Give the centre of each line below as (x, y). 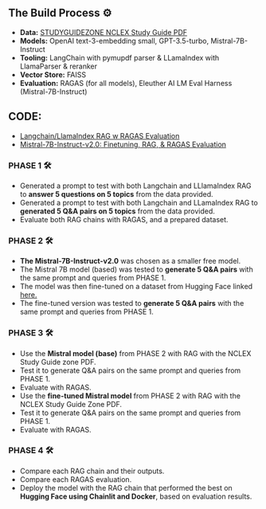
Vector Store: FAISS (53, 74)
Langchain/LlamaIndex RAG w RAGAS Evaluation (100, 135)
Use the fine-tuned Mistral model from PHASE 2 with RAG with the (130, 395)
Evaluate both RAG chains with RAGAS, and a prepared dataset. (124, 219)
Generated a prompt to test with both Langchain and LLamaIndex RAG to (139, 202)
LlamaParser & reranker (59, 66)
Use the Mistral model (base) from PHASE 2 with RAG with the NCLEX (135, 353)
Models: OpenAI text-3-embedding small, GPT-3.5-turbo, (114, 41)
